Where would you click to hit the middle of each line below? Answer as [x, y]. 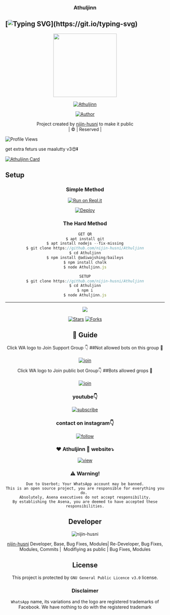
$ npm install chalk [85, 262]
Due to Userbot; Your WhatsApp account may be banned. [85, 484]
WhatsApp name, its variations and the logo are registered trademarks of [85, 602]
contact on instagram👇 [85, 423]
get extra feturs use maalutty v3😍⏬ [42, 149]
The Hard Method [85, 223]
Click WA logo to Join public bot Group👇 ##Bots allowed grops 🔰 [85, 370]
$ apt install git [85, 239]
